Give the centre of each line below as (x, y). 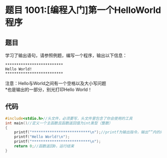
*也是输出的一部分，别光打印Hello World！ (49, 89)
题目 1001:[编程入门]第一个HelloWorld (83, 10)
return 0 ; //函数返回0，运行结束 (44, 146)
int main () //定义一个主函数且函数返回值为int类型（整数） (59, 123)
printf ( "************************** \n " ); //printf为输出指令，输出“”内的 (87, 132)
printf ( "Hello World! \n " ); (42, 137)
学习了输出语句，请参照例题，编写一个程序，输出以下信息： (66, 55)
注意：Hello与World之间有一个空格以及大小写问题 (56, 83)
